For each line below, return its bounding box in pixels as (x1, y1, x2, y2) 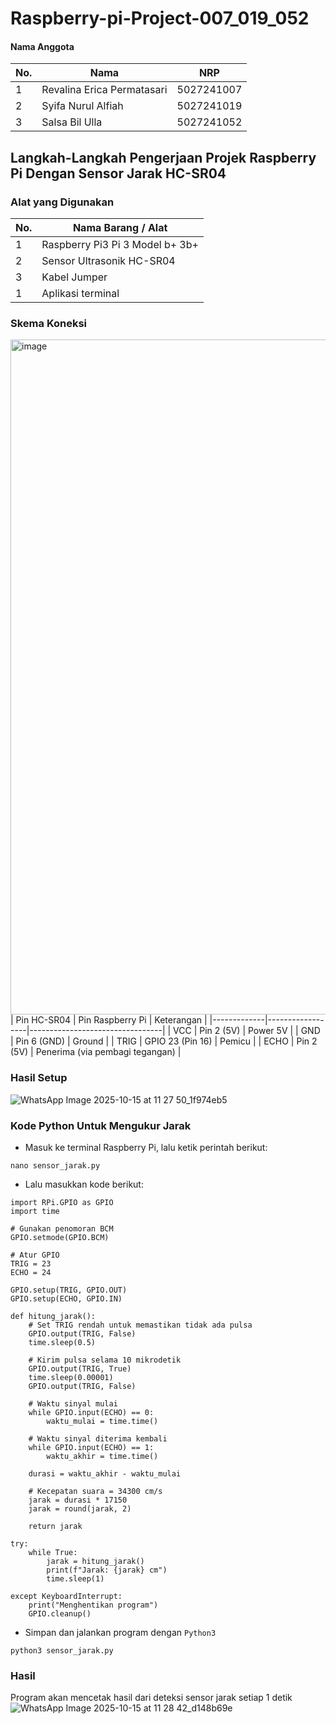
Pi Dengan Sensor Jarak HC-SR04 (10, 165, 227, 182)
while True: (28, 1547, 78, 1557)
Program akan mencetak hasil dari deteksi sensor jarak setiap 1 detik (10, 1692, 293, 1704)
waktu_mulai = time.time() (46, 1416, 159, 1426)
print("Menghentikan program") (28, 1600, 159, 1610)
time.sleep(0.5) (28, 1337, 97, 1347)
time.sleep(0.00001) (28, 1372, 114, 1382)
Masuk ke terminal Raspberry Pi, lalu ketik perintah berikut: (24, 1141, 268, 1153)
